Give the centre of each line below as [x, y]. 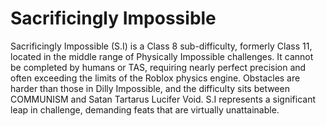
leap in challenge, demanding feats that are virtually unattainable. [145, 109]
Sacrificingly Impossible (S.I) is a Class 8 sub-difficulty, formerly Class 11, [161, 46]
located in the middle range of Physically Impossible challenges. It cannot [162, 56]
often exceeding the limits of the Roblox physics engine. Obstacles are [155, 78]
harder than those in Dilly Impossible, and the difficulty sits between [150, 88]
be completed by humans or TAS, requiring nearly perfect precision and [158, 67]
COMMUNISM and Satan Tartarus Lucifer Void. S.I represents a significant [163, 99]
